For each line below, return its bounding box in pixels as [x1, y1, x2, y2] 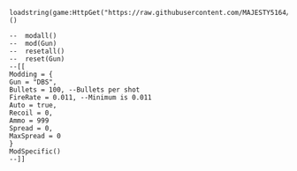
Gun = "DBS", [9, 78, 57, 86]
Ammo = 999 [9, 116, 49, 125]
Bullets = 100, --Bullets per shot [9, 85, 141, 94]
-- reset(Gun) [9, 55, 65, 63]
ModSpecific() [9, 147, 62, 156]
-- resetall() [9, 47, 65, 56]
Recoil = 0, [9, 108, 53, 117]
